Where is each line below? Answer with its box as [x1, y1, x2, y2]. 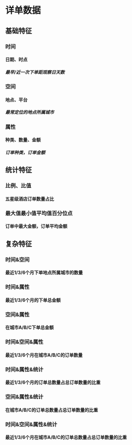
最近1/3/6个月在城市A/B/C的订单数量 [5, 352, 83, 358]
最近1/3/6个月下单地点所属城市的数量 [5, 270, 83, 276]
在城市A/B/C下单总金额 [5, 325, 54, 331]
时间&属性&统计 [5, 366, 44, 373]
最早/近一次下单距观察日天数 [5, 69, 65, 75]
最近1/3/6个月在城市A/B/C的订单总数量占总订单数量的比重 [5, 434, 127, 440]
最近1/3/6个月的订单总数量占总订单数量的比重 [5, 379, 101, 386]
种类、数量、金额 [5, 137, 41, 143]
